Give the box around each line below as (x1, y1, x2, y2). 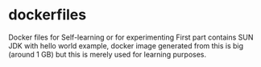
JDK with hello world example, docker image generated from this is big (8, 40, 244, 50)
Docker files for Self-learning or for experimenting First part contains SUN (8, 32, 254, 42)
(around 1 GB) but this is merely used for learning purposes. (8, 49, 207, 59)
